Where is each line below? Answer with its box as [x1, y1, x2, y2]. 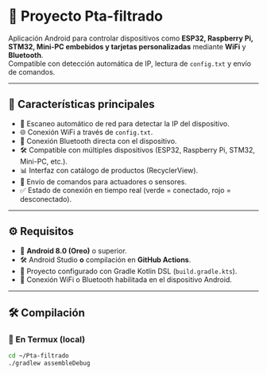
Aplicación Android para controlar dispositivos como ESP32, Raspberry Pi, [8, 33, 253, 43]
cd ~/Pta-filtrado [8, 352, 69, 360]
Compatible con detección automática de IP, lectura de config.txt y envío [8, 59, 252, 68]
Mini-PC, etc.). [19, 157, 68, 166]
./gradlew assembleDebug [8, 359, 91, 368]
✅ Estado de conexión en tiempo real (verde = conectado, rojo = [19, 185, 232, 195]
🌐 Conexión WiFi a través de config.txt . [19, 127, 153, 137]
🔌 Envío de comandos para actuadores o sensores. [19, 176, 188, 186]
